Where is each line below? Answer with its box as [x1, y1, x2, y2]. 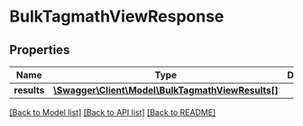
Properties [9, 42, 70, 58]
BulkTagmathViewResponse [9, 6, 225, 27]
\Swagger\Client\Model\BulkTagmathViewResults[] [52, 84, 279, 96]
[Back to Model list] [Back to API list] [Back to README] [9, 107, 216, 118]
